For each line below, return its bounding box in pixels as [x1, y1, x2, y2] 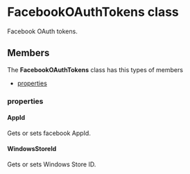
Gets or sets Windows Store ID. [7, 160, 96, 168]
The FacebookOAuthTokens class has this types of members [7, 65, 184, 73]
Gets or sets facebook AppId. [7, 129, 92, 137]
